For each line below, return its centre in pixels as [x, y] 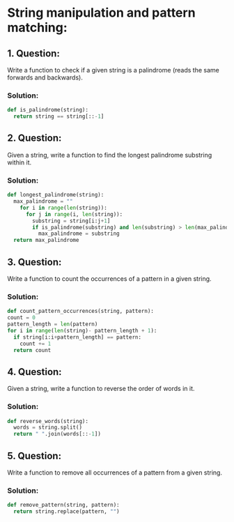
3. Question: [34, 262]
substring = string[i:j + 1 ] [71, 221]
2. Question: [34, 138]
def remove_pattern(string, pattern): [63, 505]
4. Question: [34, 372]
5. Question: [34, 455]
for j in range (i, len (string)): [74, 214]
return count [32, 350]
